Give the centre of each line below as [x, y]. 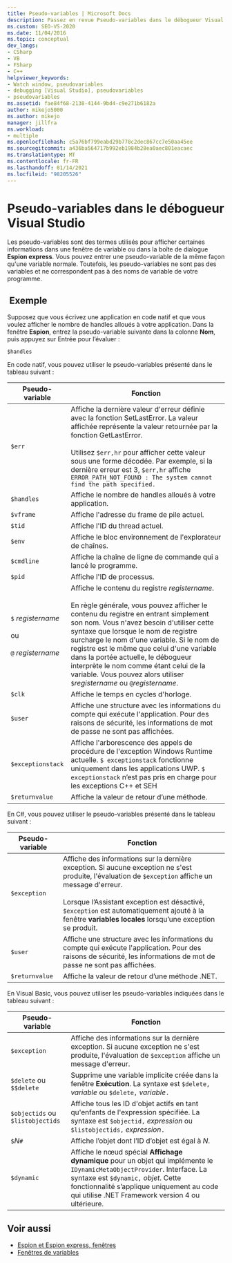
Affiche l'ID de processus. [113, 577]
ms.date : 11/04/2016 [37, 33]
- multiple [23, 135]
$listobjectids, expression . [118, 1130]
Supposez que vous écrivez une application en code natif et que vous [106, 317]
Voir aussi [29, 1228]
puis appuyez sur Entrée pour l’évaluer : [64, 339]
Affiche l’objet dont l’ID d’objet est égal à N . [141, 1141]
